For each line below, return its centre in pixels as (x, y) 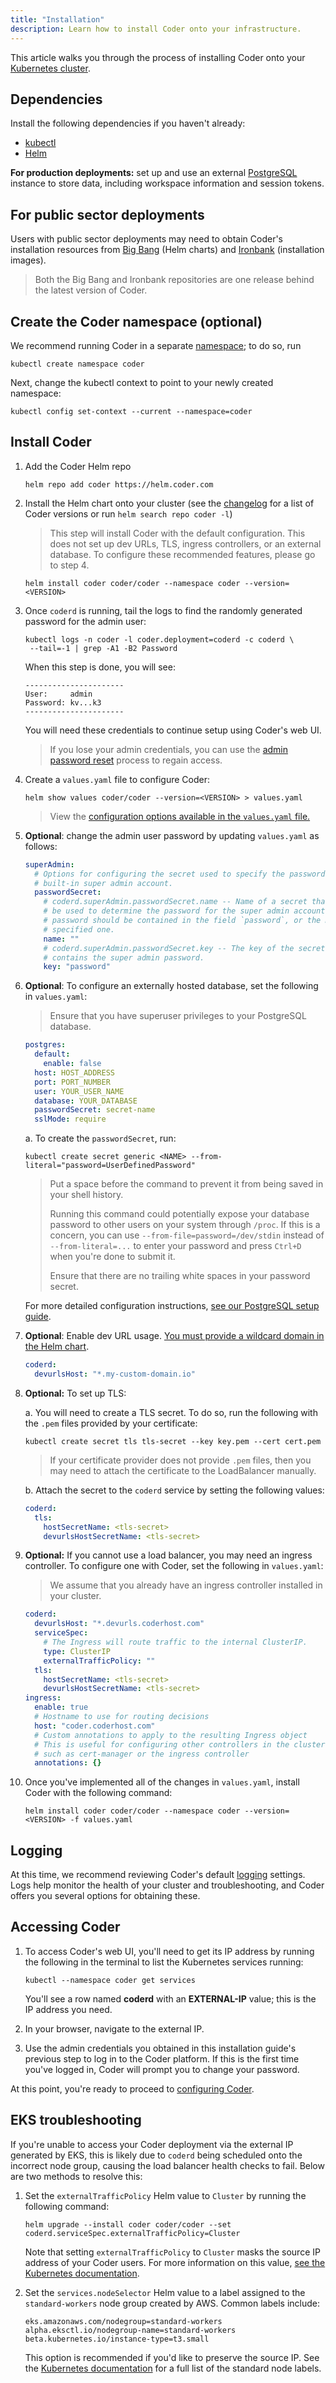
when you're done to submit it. (112, 1257)
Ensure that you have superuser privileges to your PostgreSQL (178, 1016)
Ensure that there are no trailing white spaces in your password (180, 1276)
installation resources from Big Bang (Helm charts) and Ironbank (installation (167, 250)
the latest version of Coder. (91, 290)
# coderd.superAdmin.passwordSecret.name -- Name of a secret (175, 902)
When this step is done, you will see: (100, 667)
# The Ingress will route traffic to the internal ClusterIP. (175, 1642)
